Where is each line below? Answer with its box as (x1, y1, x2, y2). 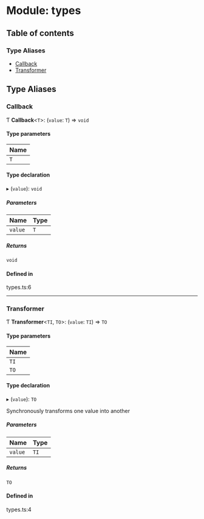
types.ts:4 (6, 506, 32, 513)
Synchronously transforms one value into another (6, 407, 131, 414)
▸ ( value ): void (6, 185, 42, 192)
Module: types (6, 4, 81, 18)
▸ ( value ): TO (6, 395, 37, 403)
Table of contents (6, 28, 74, 38)
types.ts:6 (6, 284, 32, 291)
